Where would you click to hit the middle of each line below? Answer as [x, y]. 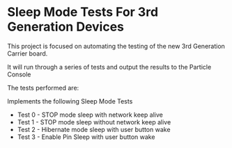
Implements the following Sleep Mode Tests [70, 101]
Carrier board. [28, 54]
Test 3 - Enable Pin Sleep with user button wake [86, 137]
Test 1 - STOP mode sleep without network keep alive [94, 122]
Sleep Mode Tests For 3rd [83, 12]
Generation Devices [65, 27]
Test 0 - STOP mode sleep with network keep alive [90, 115]
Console [19, 74]
